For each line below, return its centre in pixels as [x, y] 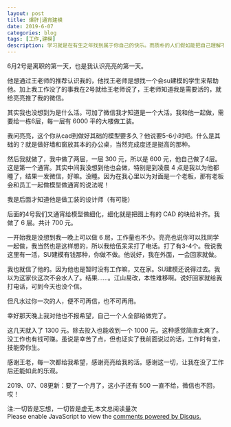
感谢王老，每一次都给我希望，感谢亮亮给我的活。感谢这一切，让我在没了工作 [115, 362]
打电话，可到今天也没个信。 [46, 286]
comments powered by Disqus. [157, 416]
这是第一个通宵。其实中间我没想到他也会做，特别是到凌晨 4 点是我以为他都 [113, 167]
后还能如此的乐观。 [34, 371]
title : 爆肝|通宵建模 [35, 20]
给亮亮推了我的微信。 [37, 98]
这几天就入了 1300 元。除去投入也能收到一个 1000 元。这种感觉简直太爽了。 [114, 330]
